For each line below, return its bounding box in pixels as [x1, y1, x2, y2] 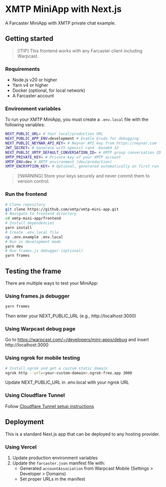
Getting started [5, 34, 54, 43]
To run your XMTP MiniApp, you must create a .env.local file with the [5, 116, 149, 123]
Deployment [5, 418, 44, 426]
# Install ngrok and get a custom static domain [5, 366, 108, 371]
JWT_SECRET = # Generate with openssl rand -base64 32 [5, 145, 119, 150]
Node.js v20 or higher [12, 77, 57, 83]
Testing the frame [5, 267, 62, 275]
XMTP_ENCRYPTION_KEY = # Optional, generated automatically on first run [5, 164, 159, 169]
